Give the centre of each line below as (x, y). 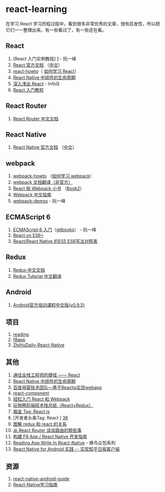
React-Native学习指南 (35, 485)
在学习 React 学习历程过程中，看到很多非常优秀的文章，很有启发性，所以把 (83, 23)
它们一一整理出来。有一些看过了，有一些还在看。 (56, 30)
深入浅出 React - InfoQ (36, 83)
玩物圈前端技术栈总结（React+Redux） (53, 405)
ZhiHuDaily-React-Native (38, 345)
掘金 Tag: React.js (31, 411)
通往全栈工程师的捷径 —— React (46, 375)
